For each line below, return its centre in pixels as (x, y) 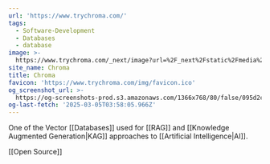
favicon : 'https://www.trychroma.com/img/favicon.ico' (102, 82)
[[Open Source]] (35, 152)
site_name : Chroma (39, 68)
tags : (17, 23)
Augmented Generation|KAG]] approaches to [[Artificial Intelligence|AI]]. (128, 136)
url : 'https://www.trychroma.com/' (68, 16)
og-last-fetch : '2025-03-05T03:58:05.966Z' (82, 105)
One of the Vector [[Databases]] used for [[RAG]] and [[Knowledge (119, 128)
